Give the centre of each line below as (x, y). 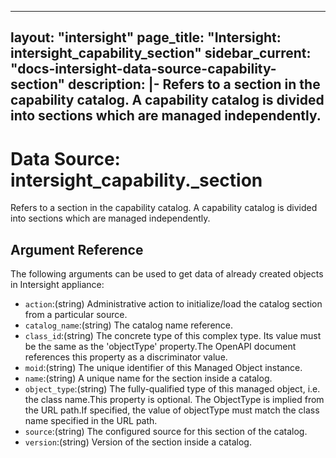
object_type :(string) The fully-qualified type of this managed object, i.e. (172, 389)
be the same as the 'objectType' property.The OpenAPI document (160, 347)
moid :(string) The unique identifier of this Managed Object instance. (163, 368)
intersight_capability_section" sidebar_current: (161, 53)
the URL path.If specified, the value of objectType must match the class (172, 410)
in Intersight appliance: (57, 285)
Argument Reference (77, 249)
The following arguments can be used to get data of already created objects (167, 274)
